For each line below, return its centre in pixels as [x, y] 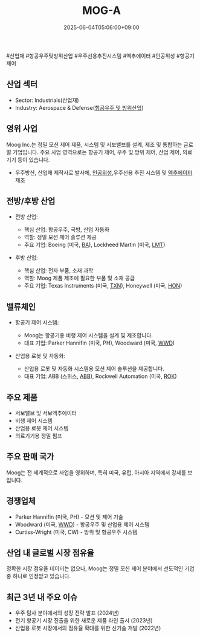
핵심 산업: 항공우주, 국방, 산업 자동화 [67, 230]
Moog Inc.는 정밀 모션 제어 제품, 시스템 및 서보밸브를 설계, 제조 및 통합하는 [94, 144]
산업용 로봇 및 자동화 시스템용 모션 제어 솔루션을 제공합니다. [94, 369]
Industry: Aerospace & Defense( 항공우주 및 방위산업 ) [79, 107]
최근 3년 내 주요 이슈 [42, 597]
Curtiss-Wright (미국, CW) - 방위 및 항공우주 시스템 [76, 532]
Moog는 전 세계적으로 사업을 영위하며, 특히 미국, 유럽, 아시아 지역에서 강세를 [96, 472]
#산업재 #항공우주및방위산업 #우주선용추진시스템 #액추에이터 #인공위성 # [93, 56]
